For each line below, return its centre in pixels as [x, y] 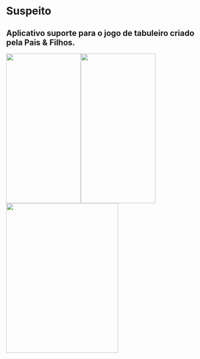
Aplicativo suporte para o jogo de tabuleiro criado [100, 33]
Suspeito [29, 11]
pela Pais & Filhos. [41, 42]
